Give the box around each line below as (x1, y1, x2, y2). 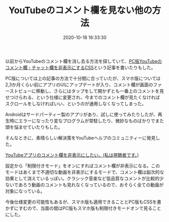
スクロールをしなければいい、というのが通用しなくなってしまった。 (5, 100, 146, 106)
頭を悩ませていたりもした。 (5, 124, 63, 130)
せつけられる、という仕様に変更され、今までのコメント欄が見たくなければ (5, 94, 160, 100)
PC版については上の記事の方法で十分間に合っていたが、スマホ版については (5, 75, 161, 81)
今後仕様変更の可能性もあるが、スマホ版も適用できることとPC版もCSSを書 (5, 199, 161, 205)
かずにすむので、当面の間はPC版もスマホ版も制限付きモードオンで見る (5, 205, 153, 211)
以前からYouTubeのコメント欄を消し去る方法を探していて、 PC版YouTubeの (5, 58, 162, 64)
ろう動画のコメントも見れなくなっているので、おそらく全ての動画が (22, 181, 164, 188)
